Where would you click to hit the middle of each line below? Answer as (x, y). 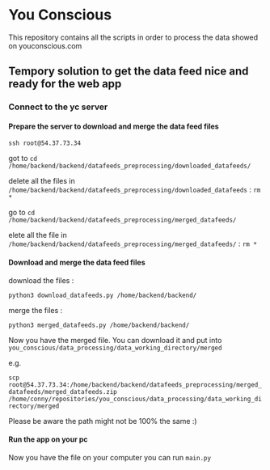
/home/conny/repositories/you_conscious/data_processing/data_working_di (135, 399)
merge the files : (36, 310)
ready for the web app (65, 84)
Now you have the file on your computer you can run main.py (110, 457)
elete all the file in (38, 235)
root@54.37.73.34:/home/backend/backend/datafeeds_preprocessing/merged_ (135, 385)
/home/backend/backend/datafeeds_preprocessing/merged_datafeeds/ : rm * (133, 243)
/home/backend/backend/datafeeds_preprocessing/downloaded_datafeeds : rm (135, 190)
